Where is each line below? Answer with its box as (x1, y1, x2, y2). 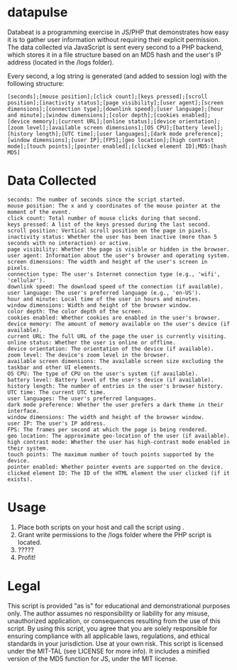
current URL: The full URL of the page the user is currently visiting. (7, 333, 227, 340)
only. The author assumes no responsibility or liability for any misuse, (7, 609, 210, 617)
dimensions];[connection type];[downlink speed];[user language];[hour (7, 105, 224, 112)
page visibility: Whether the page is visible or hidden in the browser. (7, 246, 231, 253)
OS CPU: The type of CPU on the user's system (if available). (7, 370, 199, 377)
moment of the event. (7, 208, 72, 215)
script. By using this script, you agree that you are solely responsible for (7, 624, 218, 632)
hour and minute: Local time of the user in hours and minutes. (7, 296, 202, 303)
